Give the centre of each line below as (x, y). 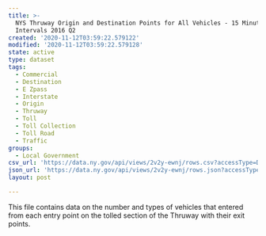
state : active (32, 52)
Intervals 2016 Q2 (46, 30)
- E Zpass (31, 89)
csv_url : (23, 163)
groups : (21, 148)
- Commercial (37, 74)
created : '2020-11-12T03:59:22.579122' (74, 38)
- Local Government (47, 155)
